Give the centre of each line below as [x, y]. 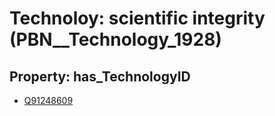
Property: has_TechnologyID [100, 76]
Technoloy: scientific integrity [137, 18]
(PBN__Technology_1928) [115, 39]
